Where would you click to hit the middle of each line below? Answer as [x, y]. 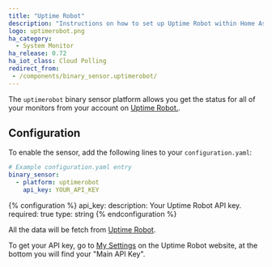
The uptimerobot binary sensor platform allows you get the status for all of [132, 99]
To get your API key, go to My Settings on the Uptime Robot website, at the [133, 245]
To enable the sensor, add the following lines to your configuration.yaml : [130, 153]
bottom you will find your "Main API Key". [77, 254]
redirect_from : [34, 69]
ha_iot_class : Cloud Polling [57, 61]
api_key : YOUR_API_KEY [61, 190]
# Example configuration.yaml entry [70, 167]
